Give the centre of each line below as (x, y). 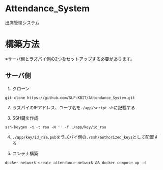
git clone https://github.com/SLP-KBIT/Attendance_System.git (70, 98)
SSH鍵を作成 (25, 118)
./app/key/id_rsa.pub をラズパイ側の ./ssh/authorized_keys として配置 (83, 137)
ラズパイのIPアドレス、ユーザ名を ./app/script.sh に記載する (74, 107)
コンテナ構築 (25, 153)
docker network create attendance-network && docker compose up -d (76, 163)
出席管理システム (22, 23)
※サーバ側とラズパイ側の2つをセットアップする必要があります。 (70, 59)
